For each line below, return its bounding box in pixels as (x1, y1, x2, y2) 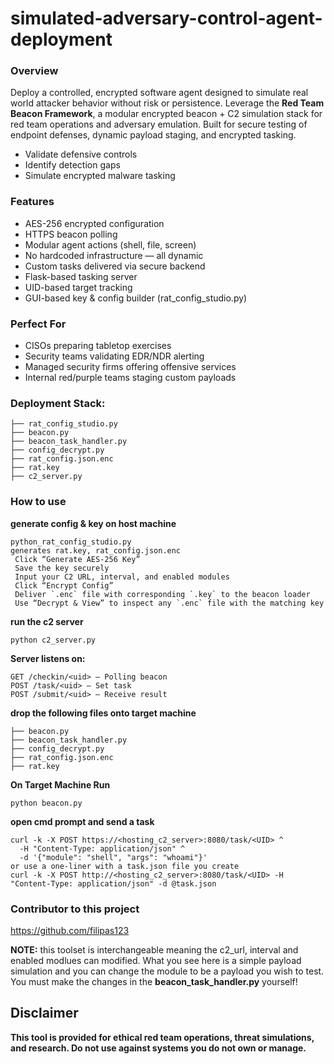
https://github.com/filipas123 (10, 924, 130, 936)
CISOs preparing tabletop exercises (24, 340, 172, 352)
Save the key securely (14, 563, 110, 573)
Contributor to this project (10, 902, 140, 916)
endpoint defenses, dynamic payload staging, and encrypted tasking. (10, 129, 297, 141)
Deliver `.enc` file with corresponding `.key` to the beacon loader (14, 589, 311, 599)
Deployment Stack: (10, 397, 106, 410)
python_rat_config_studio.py (10, 537, 132, 547)
